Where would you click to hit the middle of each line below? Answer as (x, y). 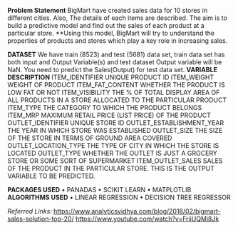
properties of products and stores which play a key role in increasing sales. (118, 41)
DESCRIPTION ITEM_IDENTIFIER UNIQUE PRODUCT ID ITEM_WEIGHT (111, 77)
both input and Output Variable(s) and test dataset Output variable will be (115, 62)
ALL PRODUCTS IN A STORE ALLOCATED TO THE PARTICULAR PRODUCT (117, 100)
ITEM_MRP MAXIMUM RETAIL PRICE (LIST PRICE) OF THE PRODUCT (109, 115)
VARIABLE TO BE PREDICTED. (51, 176)
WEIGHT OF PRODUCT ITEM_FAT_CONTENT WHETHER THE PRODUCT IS (117, 85)
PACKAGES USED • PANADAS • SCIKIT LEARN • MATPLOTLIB (99, 190)
